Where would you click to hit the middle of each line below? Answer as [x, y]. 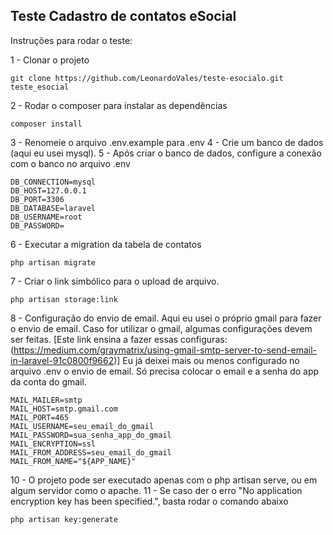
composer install [46, 124]
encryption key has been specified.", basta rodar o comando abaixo [149, 501]
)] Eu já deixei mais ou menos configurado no [206, 360]
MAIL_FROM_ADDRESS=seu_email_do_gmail [91, 452]
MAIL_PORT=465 [40, 417]
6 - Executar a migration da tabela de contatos [106, 244]
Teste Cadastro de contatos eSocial [123, 16]
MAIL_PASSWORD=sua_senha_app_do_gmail [91, 435]
